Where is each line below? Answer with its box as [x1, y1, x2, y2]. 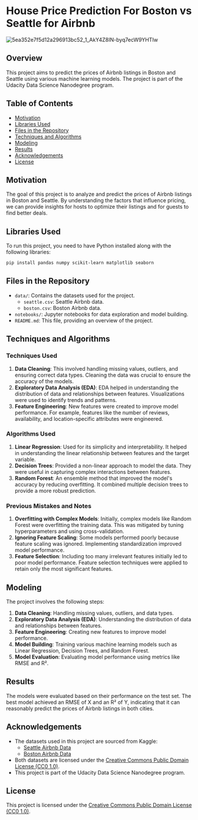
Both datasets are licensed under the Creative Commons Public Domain [14, 756, 189, 763]
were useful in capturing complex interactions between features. [14, 468, 172, 475]
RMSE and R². [14, 659, 49, 667]
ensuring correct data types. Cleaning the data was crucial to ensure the [14, 371, 191, 378]
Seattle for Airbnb [6, 17, 95, 30]
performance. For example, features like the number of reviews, [14, 409, 170, 416]
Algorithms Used [6, 430, 56, 438]
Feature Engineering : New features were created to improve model [14, 403, 179, 410]
